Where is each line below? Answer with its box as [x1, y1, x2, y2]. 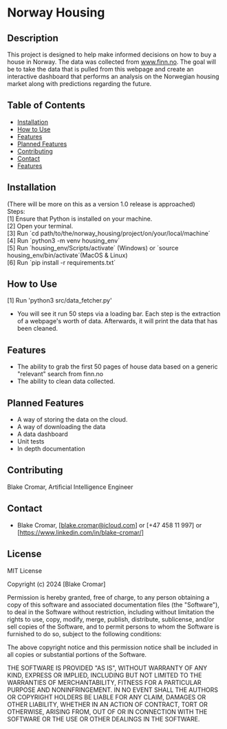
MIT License [7, 566, 43, 575]
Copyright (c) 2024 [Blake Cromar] [7, 580, 106, 588]
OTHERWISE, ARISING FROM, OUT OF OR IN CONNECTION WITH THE [7, 707, 208, 716]
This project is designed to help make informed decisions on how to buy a [7, 50, 217, 58]
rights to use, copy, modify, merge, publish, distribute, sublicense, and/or [7, 615, 215, 623]
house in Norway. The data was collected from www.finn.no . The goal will [7, 58, 217, 66]
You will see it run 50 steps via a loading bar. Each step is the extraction [17, 309, 221, 318]
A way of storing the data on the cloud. [17, 415, 128, 424]
